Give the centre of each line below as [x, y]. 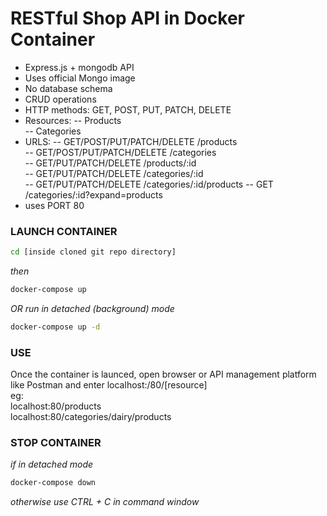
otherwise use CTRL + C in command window [105, 502]
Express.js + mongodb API [79, 67]
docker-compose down [53, 483]
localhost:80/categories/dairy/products [91, 417]
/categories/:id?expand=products [93, 194]
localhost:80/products [56, 406]
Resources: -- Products [73, 120]
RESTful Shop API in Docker [127, 18]
